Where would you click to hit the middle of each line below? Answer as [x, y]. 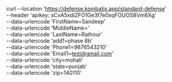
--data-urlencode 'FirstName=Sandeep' [56, 21]
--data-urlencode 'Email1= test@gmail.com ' [60, 53]
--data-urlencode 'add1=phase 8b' [49, 41]
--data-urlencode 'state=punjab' [47, 66]
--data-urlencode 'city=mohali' [45, 60]
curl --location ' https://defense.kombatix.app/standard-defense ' [87, 9]
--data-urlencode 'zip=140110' [44, 73]
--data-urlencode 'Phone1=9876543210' [57, 47]
